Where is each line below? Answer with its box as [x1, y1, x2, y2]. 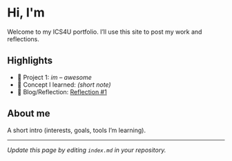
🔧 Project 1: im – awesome [17, 73, 92, 81]
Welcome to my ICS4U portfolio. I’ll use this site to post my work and [7, 28, 202, 36]
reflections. [7, 34, 39, 43]
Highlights [7, 55, 53, 67]
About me [7, 108, 50, 120]
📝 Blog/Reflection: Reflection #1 [17, 87, 107, 96]
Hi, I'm [7, 5, 45, 21]
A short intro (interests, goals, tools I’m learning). [7, 126, 146, 134]
